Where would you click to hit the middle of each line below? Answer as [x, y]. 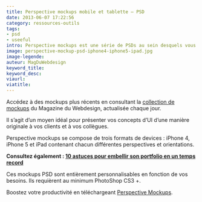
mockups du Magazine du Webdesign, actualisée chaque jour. [84, 108]
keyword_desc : [24, 74]
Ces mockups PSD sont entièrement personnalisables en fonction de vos [97, 174]
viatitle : [19, 85]
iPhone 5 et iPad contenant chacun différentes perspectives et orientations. [100, 144]
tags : [13, 29]
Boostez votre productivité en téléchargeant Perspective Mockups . [90, 192]
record [15, 163]
